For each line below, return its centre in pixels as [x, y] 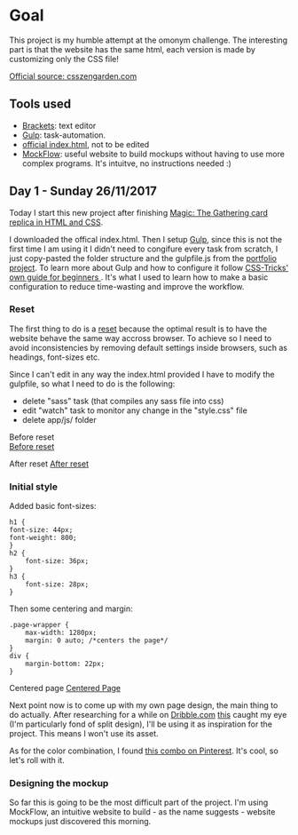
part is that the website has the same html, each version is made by [132, 49]
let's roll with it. [37, 760]
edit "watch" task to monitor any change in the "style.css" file [135, 410]
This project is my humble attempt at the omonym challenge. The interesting [149, 40]
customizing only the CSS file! [64, 59]
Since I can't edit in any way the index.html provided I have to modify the [142, 374]
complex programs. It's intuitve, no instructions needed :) [127, 163]
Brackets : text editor [59, 125]
